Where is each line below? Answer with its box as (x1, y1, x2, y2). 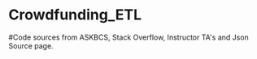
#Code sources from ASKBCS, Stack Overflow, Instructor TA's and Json (8, 32, 250, 42)
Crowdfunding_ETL (8, 6, 142, 24)
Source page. (8, 40, 54, 50)
